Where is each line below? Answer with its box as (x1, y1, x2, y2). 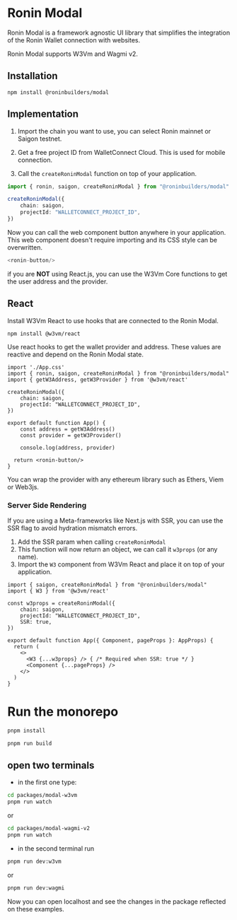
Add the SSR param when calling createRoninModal (17, 537, 166, 546)
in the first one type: (17, 778, 77, 786)
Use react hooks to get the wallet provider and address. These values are (7, 342, 221, 351)
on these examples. (7, 904, 65, 913)
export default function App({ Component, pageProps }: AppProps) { (7, 636, 214, 644)
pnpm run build (7, 740, 52, 747)
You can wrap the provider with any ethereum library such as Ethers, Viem (7, 475, 224, 484)
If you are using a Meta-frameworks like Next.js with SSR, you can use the (7, 516, 224, 525)
